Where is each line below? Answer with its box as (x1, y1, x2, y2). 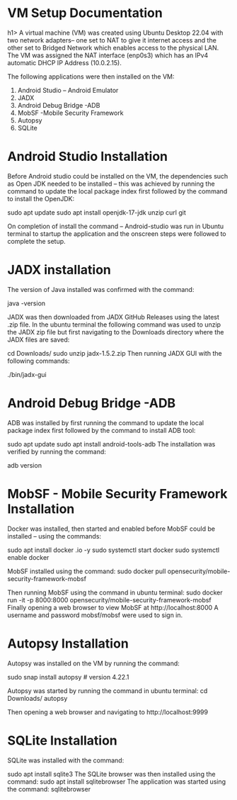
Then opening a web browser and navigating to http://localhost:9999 (7, 707, 209, 716)
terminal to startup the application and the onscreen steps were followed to (7, 229, 226, 238)
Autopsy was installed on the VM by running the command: (7, 659, 180, 667)
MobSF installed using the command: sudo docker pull (7, 567, 166, 575)
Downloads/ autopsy (7, 694, 68, 702)
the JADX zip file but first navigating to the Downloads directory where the (7, 327, 224, 336)
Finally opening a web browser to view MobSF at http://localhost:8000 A (7, 603, 219, 612)
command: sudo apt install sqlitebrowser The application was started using (7, 777, 226, 786)
